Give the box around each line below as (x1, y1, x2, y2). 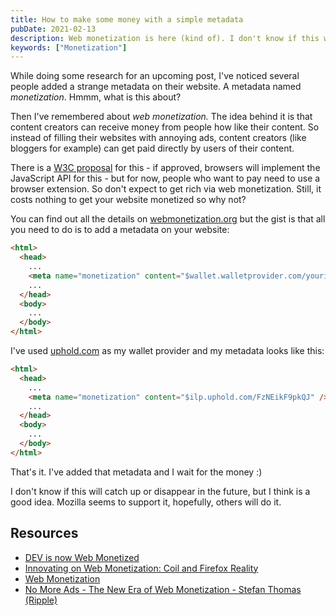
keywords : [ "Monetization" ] (10, 42, 128, 53)
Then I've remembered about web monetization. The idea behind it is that (10, 111, 313, 123)
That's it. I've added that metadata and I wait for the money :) (10, 466, 263, 478)
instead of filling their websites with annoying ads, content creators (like (10, 132, 307, 144)
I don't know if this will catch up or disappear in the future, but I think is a (10, 485, 311, 497)
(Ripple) (24, 594, 58, 606)
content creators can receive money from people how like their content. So (10, 121, 320, 133)
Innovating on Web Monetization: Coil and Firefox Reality (24, 562, 259, 574)
